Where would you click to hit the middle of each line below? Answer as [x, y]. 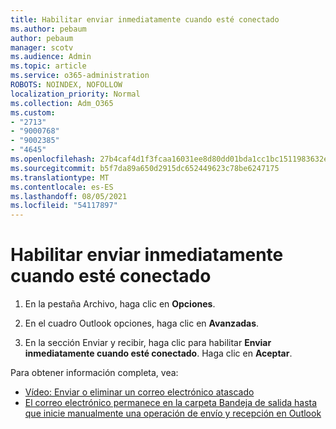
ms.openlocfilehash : [53, 159]
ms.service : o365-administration [80, 76]
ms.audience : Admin [51, 57]
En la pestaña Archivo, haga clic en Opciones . [120, 304]
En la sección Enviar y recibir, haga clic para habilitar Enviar [148, 343]
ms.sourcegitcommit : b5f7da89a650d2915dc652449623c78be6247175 [145, 168]
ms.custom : [33, 112]
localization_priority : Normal [75, 94]
